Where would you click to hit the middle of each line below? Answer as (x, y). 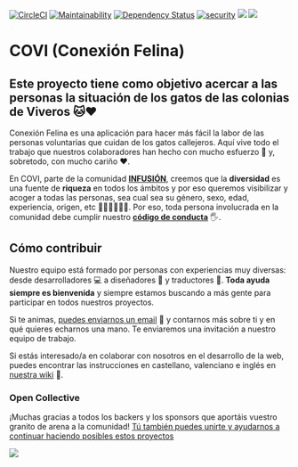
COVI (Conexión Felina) (97, 51)
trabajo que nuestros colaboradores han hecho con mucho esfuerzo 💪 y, (142, 152)
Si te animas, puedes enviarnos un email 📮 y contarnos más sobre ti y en (142, 319)
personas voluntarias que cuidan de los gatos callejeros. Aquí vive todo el (144, 142)
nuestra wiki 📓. (36, 374)
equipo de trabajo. (43, 338)
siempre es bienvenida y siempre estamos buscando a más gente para (140, 292)
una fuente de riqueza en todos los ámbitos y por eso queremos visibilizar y (149, 188)
